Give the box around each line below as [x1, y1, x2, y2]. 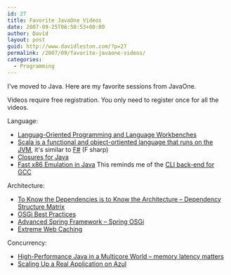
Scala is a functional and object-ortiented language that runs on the [17, 138, 213, 146]
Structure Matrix [17, 202, 65, 211]
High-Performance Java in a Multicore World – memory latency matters [17, 252, 225, 260]
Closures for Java [17, 153, 69, 161]
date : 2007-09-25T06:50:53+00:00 [7, 23, 105, 30]
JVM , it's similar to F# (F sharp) [17, 145, 109, 153]
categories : [7, 56, 42, 63]
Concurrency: [7, 238, 47, 247]
